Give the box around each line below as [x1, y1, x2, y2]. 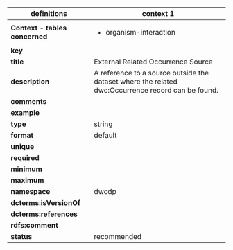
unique [10, 142, 35, 151]
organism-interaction [105, 28, 175, 37]
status [10, 232, 33, 241]
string [94, 119, 113, 129]
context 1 [141, 9, 175, 18]
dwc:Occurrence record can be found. [94, 86, 218, 95]
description [10, 77, 50, 86]
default [94, 131, 117, 140]
